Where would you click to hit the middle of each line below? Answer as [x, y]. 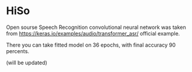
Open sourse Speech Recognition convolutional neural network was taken [96, 27]
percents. [18, 51]
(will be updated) [27, 63]
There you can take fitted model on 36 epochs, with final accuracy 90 [91, 45]
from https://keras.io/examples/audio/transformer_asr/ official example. [93, 33]
